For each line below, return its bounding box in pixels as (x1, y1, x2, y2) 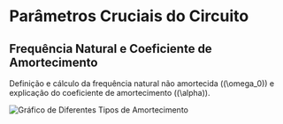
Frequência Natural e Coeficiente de (9, 41, 212, 56)
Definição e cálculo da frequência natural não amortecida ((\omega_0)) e (9, 78, 275, 89)
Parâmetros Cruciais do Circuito (9, 6, 249, 26)
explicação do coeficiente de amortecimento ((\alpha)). (9, 88, 210, 98)
